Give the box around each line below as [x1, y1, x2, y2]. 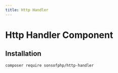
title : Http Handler [5, 7, 49, 13]
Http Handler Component [5, 29, 113, 41]
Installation [5, 49, 42, 58]
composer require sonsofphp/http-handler [5, 63, 94, 68]
